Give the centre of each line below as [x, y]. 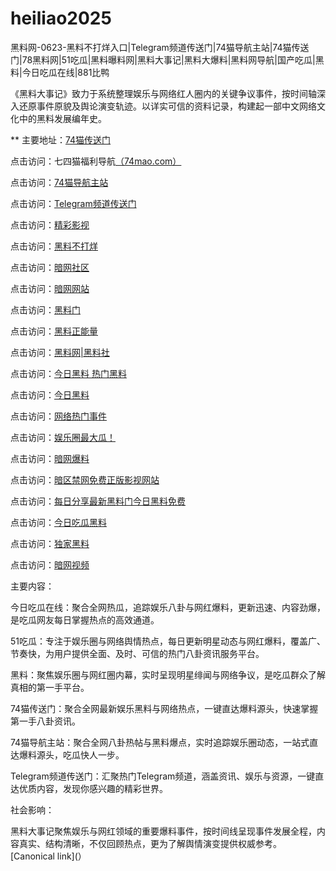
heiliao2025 [61, 18]
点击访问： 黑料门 [45, 309]
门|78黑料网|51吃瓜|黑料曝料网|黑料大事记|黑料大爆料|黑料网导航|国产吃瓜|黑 [167, 59]
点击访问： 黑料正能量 [54, 331]
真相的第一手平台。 [50, 687]
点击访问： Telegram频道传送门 [73, 203]
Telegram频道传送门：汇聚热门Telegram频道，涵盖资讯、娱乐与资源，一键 [163, 776]
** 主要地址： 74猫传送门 [61, 139]
